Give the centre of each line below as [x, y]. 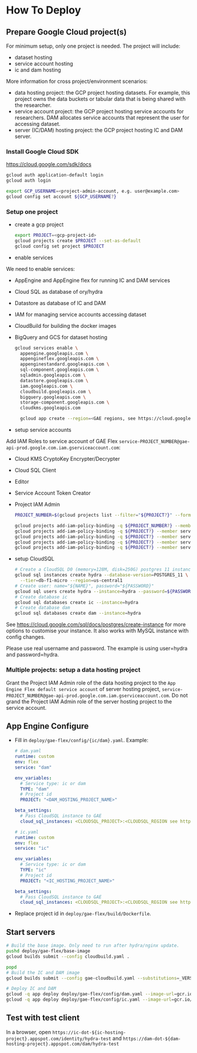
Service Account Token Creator [52, 493]
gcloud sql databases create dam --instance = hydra [78, 613]
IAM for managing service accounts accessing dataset [80, 314]
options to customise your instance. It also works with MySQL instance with [97, 631]
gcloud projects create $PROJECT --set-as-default [78, 241]
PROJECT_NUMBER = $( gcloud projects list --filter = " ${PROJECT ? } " [94, 515]
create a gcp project [39, 224]
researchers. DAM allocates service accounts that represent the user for [102, 118]
